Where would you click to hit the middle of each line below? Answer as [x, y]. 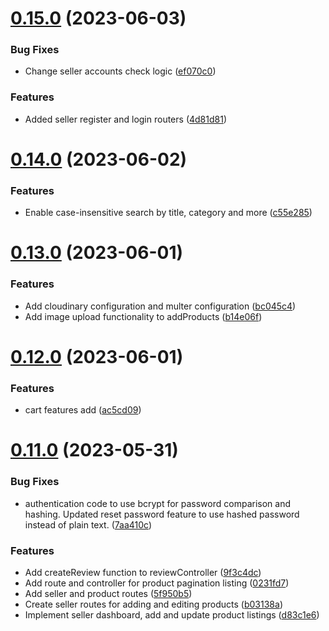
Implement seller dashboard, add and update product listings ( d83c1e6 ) [172, 615]
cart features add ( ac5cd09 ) [83, 410]
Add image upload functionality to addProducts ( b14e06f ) [143, 316]
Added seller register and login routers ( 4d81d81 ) [126, 119]
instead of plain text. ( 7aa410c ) [88, 524]
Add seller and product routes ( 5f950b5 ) [108, 594]
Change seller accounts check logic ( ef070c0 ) [120, 71]
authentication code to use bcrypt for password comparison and [157, 503]
